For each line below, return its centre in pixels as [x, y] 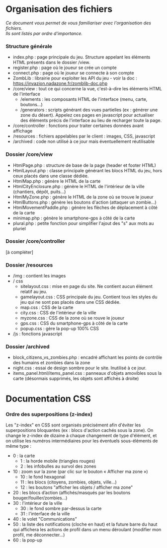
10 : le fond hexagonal [43, 477]
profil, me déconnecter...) [39, 535]
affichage [23, 131]
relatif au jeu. [34, 292]
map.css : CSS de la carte [47, 308]
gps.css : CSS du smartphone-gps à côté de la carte [74, 323]
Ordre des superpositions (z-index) [49, 414]
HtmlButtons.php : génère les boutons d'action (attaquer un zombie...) [84, 202]
